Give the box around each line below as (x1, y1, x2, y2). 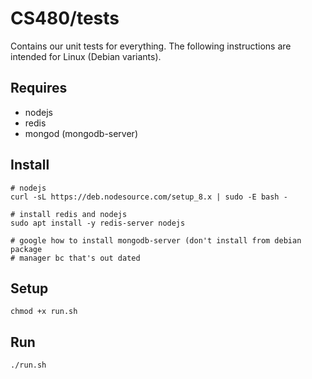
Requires (10, 80, 68, 97)
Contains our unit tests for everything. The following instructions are (10, 40, 292, 52)
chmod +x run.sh (10, 307, 78, 317)
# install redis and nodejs (10, 209, 128, 219)
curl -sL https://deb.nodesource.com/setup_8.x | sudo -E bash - (10, 192, 288, 202)
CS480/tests (10, 7, 120, 30)
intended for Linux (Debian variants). (10, 50, 162, 62)
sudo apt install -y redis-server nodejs (10, 218, 186, 228)
